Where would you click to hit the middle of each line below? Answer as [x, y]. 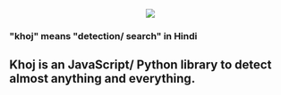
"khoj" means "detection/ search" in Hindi [103, 36]
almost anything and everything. [102, 79]
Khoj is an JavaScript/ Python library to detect [140, 65]
